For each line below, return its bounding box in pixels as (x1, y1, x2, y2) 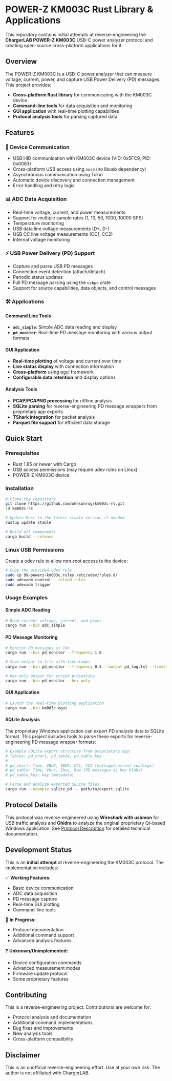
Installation (5, 485, 34, 492)
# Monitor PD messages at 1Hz (5, 645, 70, 650)
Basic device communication (12, 885, 74, 891)
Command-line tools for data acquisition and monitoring (12, 103, 133, 109)
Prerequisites (5, 450, 39, 457)
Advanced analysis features (12, 937, 72, 944)
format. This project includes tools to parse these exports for (5, 733, 134, 739)
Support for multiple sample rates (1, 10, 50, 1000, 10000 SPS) (12, 214, 143, 221)
